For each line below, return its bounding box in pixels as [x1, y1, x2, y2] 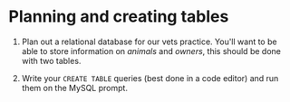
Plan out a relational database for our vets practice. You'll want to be [21, 36, 277, 47]
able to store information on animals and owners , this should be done [21, 45, 282, 56]
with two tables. [21, 55, 82, 66]
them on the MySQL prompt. [21, 82, 129, 93]
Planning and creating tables [8, 6, 229, 27]
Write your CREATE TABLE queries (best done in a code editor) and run [21, 72, 279, 83]
